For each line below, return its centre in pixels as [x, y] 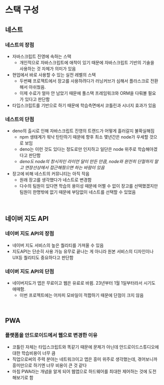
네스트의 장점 [20, 45]
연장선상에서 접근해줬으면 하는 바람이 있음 [65, 168]
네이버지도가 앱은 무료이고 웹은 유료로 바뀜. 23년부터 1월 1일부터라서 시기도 [84, 283]
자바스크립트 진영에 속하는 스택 [42, 56]
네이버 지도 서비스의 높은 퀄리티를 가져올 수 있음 [58, 245]
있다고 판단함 [37, 99]
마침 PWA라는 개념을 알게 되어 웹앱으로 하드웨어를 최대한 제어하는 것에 [80, 371]
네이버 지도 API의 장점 [30, 234]
